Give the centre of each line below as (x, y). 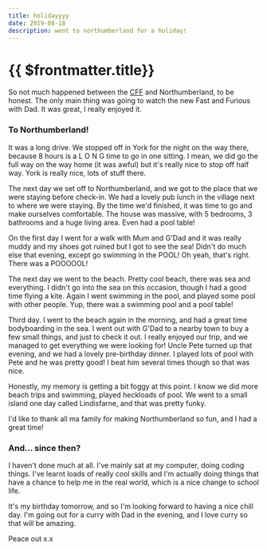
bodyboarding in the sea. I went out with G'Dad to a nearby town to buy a (129, 328)
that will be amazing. (42, 523)
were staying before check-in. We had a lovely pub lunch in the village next (132, 197)
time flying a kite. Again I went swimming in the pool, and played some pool (132, 296)
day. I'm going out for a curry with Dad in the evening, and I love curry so (128, 514)
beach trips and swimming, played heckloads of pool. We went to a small (128, 395)
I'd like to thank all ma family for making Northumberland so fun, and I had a (133, 418)
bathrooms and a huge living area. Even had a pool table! (102, 222)
